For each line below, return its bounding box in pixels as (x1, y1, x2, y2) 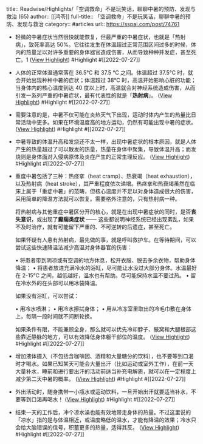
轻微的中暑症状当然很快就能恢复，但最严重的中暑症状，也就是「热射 (15, 33, 186, 41)
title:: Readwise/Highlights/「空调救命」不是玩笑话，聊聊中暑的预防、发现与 (6, 5, 196, 12)
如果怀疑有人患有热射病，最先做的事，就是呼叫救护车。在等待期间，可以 (15, 236, 196, 243)
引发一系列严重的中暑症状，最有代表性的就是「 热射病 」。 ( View (15, 92, 173, 99)
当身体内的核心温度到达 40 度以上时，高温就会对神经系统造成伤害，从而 (15, 84, 196, 91)
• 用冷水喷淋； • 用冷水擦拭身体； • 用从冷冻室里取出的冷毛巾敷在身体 (15, 305, 192, 312)
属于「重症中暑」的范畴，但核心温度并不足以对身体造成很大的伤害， (26, 187, 196, 195)
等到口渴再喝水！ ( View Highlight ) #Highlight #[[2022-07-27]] (20, 396, 175, 403)
